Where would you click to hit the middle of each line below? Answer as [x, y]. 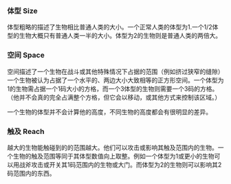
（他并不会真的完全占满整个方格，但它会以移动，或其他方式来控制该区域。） [114, 97]
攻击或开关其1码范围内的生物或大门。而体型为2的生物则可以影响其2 [126, 164]
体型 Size [22, 10]
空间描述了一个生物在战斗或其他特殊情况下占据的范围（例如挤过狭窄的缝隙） [115, 71]
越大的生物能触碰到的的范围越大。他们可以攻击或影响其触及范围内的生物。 [112, 147]
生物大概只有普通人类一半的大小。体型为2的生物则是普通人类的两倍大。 [120, 36]
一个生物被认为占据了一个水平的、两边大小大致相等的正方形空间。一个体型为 [115, 80]
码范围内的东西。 [31, 173]
